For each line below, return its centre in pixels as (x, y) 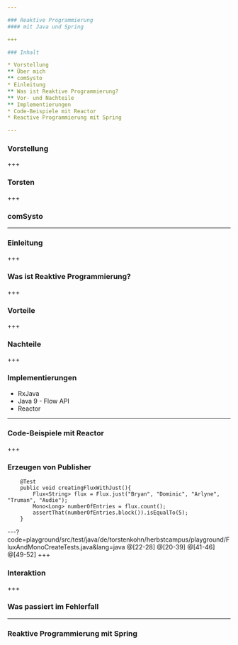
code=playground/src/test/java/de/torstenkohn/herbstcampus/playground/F (119, 540)
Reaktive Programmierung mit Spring (73, 633)
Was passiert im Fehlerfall (53, 607)
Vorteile (21, 310)
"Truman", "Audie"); (38, 501)
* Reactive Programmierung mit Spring (64, 118)
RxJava (28, 393)
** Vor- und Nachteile (41, 98)
